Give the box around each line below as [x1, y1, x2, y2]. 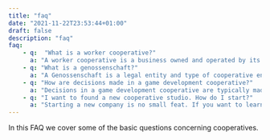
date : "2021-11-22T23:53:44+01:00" [8, 19, 128, 27]
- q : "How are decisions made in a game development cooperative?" [22, 78, 253, 86]
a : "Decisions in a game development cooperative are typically [29, 86, 250, 94]
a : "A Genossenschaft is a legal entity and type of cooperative [29, 71, 253, 79]
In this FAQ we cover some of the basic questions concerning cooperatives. [8, 123, 259, 133]
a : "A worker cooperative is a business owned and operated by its [29, 57, 261, 65]
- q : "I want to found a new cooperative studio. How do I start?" [22, 94, 253, 102]
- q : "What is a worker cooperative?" [22, 49, 157, 57]
